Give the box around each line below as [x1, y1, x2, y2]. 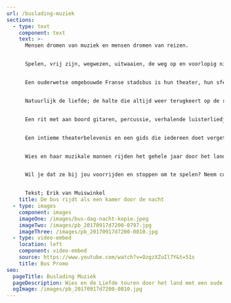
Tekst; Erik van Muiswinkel [24, 190, 106, 197]
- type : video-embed [12, 235, 72, 242]
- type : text [12, 23, 50, 30]
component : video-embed [19, 247, 88, 255]
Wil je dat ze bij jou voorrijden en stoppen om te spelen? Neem [24, 171, 217, 178]
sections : [6, 17, 35, 23]
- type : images [12, 202, 57, 209]
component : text [19, 29, 66, 36]
